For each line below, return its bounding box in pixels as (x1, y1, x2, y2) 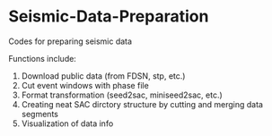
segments (21, 108, 59, 119)
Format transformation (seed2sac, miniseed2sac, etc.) (21, 89, 224, 100)
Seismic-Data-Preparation (8, 6, 209, 27)
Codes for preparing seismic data (8, 36, 132, 47)
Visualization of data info (21, 118, 114, 129)
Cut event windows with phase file (21, 80, 149, 90)
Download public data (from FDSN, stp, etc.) (21, 70, 186, 81)
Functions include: (8, 53, 77, 64)
